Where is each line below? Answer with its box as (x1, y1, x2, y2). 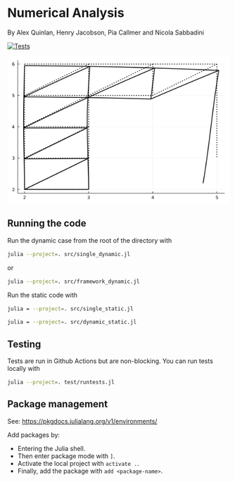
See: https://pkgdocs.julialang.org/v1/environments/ (7, 417, 158, 425)
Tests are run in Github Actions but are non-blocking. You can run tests (7, 357, 213, 365)
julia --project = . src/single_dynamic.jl (7, 250, 131, 258)
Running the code (7, 217, 87, 229)
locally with (7, 364, 41, 373)
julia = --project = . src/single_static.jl (7, 305, 134, 312)
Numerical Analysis (7, 5, 125, 21)
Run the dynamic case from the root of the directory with (7, 236, 172, 244)
